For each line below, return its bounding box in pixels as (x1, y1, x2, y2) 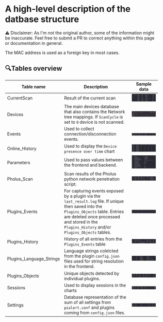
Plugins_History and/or (64, 224, 112, 230)
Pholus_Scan (7, 176, 33, 182)
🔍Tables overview (5, 64, 62, 73)
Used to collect (64, 126, 95, 132)
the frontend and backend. (64, 162, 117, 168)
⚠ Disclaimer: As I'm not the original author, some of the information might (5, 30, 154, 36)
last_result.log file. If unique (64, 198, 124, 204)
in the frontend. (64, 264, 95, 269)
